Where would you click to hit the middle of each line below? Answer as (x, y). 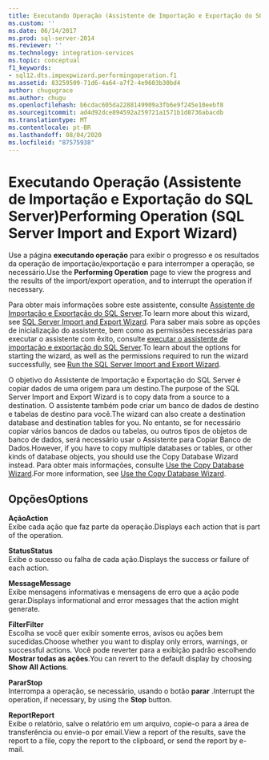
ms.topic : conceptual (44, 61)
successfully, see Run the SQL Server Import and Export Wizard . (115, 365)
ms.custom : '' (32, 23)
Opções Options (48, 499)
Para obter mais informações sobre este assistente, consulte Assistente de (132, 305)
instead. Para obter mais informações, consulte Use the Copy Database (126, 465)
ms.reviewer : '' (35, 46)
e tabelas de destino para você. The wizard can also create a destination (127, 414)
